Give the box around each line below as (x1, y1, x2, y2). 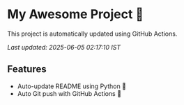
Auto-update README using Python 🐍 (17, 82, 127, 90)
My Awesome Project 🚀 (7, 6, 144, 22)
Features (7, 63, 47, 76)
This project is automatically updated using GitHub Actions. (7, 29, 178, 38)
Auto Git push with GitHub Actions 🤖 (17, 89, 122, 97)
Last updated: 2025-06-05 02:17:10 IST (7, 43, 121, 51)
